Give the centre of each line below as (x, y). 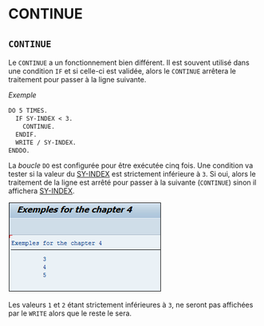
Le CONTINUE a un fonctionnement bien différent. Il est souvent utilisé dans (129, 62)
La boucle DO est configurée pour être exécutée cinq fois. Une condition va (131, 165)
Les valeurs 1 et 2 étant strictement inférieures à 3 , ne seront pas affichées (131, 305)
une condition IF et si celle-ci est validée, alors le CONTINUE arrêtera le (122, 71)
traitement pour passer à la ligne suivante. (77, 80)
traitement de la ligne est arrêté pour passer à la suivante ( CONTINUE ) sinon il (132, 182)
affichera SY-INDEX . (41, 191)
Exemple (23, 95)
